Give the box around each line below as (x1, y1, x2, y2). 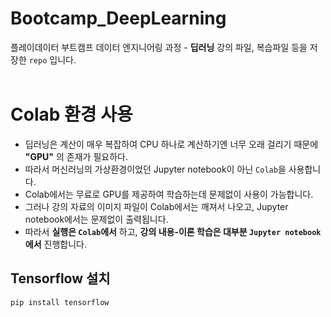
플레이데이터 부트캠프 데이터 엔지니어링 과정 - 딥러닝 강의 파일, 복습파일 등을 (10, 41, 308, 53)
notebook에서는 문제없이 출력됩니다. (24, 213, 169, 225)
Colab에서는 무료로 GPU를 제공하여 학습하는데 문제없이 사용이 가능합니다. (24, 188, 314, 200)
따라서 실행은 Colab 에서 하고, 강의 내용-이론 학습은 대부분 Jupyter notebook (24, 225, 322, 237)
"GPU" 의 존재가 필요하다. (24, 150, 128, 162)
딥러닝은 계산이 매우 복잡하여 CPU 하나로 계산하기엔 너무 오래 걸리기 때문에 (24, 138, 319, 150)
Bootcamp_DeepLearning (10, 7, 227, 30)
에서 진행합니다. (24, 238, 87, 250)
